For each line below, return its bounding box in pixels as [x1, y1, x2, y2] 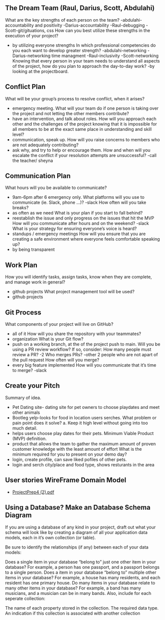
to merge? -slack [12, 368, 47, 373]
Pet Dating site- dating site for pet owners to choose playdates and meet [12, 404, 160, 410]
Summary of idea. [5, 395, 41, 401]
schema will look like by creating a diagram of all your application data [5, 529, 148, 535]
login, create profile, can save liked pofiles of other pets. [12, 456, 127, 462]
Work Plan [5, 261, 38, 269]
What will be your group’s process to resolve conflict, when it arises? [5, 95, 145, 101]
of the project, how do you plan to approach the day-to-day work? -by [12, 63, 155, 69]
